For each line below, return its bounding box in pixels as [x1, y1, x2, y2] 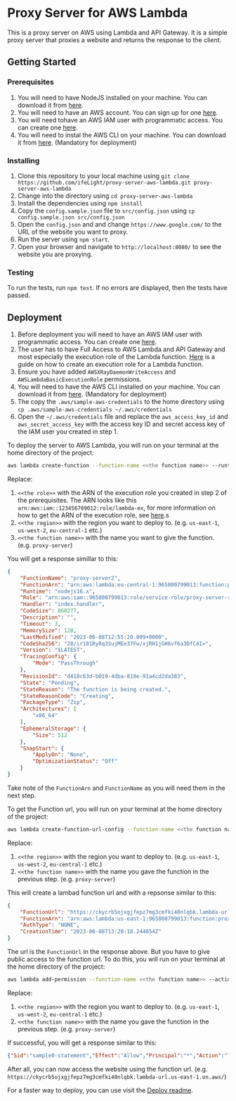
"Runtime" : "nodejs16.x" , [20, 588, 96, 595]
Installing [7, 156, 40, 165]
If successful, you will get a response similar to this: [7, 1038, 157, 1047]
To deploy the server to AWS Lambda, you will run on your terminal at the [7, 441, 219, 450]
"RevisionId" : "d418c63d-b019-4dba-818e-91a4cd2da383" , [20, 672, 188, 680]
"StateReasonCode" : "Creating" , [20, 692, 114, 700]
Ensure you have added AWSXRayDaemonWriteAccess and [17, 367, 176, 376]
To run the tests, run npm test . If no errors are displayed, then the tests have [7, 284, 228, 292]
